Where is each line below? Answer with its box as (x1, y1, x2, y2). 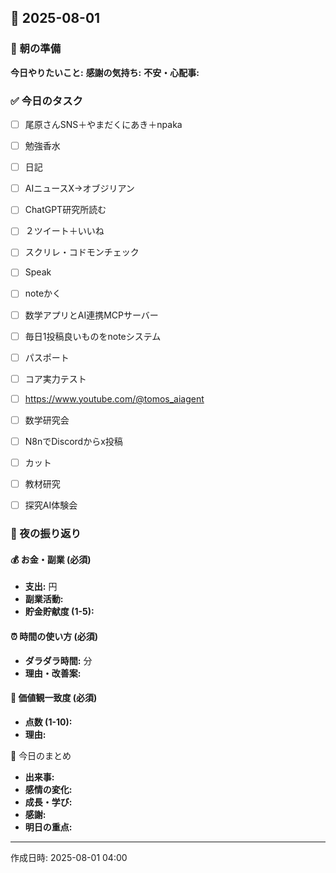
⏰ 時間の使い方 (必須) (10, 630, 99, 642)
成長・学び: (24, 796, 73, 808)
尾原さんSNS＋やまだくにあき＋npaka (24, 118, 183, 130)
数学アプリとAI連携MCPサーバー (24, 309, 159, 321)
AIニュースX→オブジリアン (24, 182, 135, 195)
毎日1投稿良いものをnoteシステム (24, 330, 162, 342)
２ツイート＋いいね (24, 225, 105, 237)
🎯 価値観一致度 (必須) (10, 692, 98, 704)
